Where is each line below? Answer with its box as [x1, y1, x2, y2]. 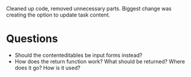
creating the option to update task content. [6, 11, 111, 18]
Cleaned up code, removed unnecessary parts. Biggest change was [6, 5, 171, 12]
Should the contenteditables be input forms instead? [14, 52, 143, 59]
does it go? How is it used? [14, 64, 81, 71]
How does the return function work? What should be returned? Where [14, 57, 185, 65]
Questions [6, 32, 58, 46]
